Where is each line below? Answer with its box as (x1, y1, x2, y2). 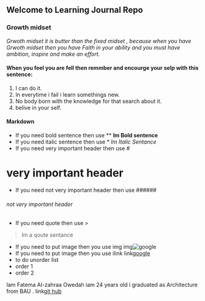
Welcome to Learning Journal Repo (6, 5, 143, 15)
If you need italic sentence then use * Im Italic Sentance (15, 138, 157, 146)
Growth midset (6, 23, 51, 32)
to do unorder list (15, 256, 59, 264)
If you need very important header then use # (15, 145, 130, 152)
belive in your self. (15, 104, 62, 111)
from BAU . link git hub (6, 288, 62, 295)
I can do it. (15, 84, 42, 91)
